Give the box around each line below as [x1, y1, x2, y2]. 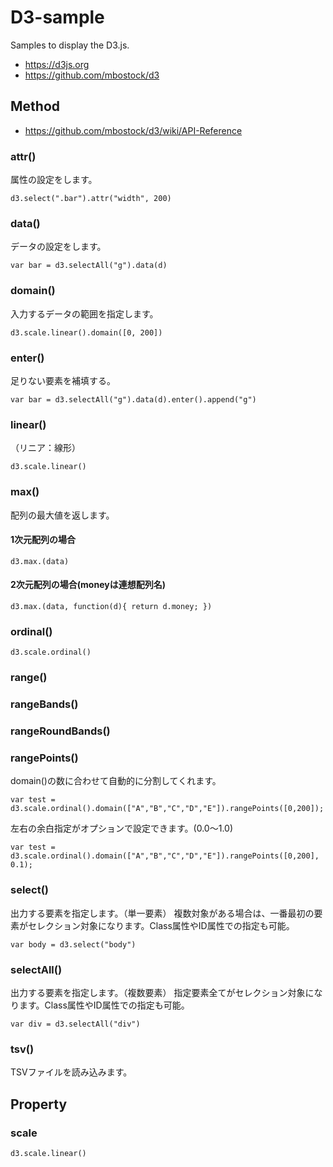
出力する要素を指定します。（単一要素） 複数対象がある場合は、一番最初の [10, 907, 315, 919]
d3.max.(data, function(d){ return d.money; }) [10, 601, 213, 611]
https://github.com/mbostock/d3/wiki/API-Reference [24, 124, 243, 136]
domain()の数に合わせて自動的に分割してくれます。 [10, 775, 222, 787]
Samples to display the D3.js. [10, 39, 130, 51]
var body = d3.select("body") [10, 939, 137, 950]
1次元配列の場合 [10, 534, 77, 546]
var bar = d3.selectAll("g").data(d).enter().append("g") [10, 394, 257, 405]
